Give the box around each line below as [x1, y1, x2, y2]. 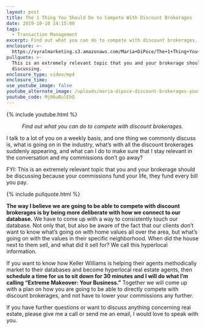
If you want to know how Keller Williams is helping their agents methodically [6, 259, 197, 267]
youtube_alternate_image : [6, 88, 72, 95]
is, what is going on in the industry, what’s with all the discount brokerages [6, 141, 193, 148]
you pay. [6, 178, 28, 186]
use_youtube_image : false [6, 83, 72, 89]
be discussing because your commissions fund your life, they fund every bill [6, 172, 198, 179]
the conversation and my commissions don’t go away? [6, 154, 143, 161]
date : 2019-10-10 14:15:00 [6, 20, 75, 26]
